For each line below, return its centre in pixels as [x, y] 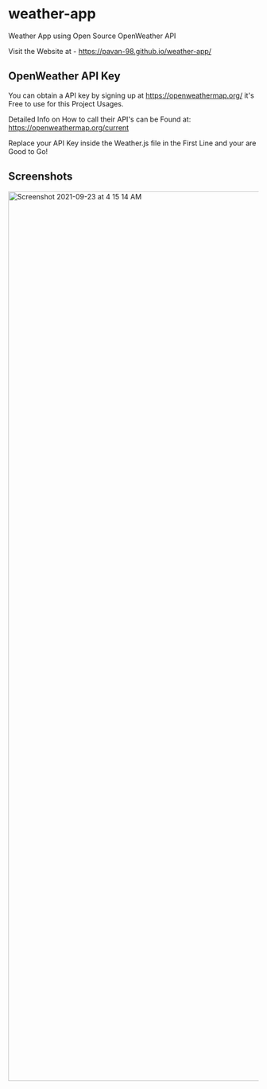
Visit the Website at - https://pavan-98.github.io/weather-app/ [110, 51]
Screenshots [41, 177]
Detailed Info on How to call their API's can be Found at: [100, 119]
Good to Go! [28, 151]
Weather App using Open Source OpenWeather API [92, 36]
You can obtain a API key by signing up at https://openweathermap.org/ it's [131, 95]
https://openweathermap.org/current [69, 127]
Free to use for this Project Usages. [66, 103]
